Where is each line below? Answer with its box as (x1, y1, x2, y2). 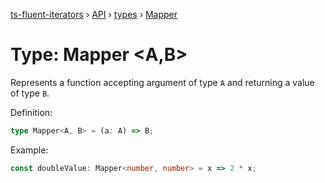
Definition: (10, 106, 53, 118)
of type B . (10, 87, 50, 99)
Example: (10, 144, 49, 156)
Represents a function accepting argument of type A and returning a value (10, 76, 315, 88)
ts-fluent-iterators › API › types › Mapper (10, 9, 178, 20)
